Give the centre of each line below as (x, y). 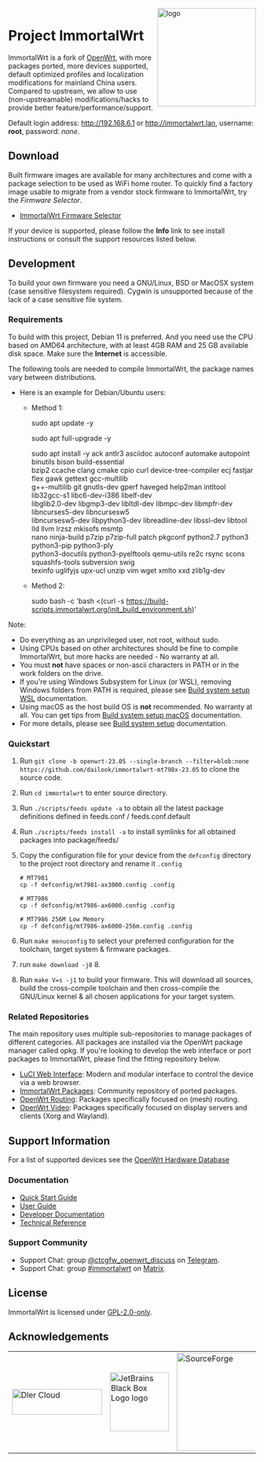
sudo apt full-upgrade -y (71, 438)
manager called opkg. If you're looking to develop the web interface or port (130, 1050)
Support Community (48, 1242)
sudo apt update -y (62, 423)
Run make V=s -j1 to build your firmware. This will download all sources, (136, 980)
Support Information (59, 1141)
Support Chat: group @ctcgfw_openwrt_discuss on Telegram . (119, 1260)
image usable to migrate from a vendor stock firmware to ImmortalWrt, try (128, 191)
